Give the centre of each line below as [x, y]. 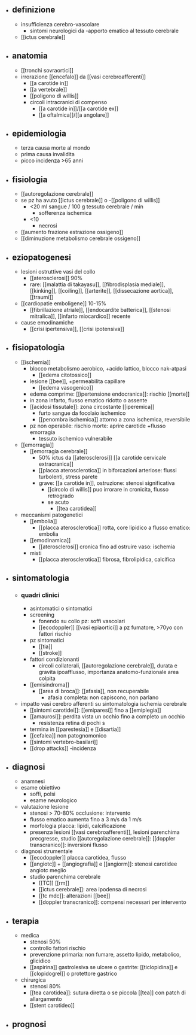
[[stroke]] [50, 652]
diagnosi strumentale [47, 851]
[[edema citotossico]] [65, 375]
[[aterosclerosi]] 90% [56, 278]
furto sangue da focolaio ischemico [82, 413]
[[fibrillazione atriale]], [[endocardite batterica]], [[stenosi [100, 310]
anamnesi [33, 781]
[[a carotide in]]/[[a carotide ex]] [78, 108]
